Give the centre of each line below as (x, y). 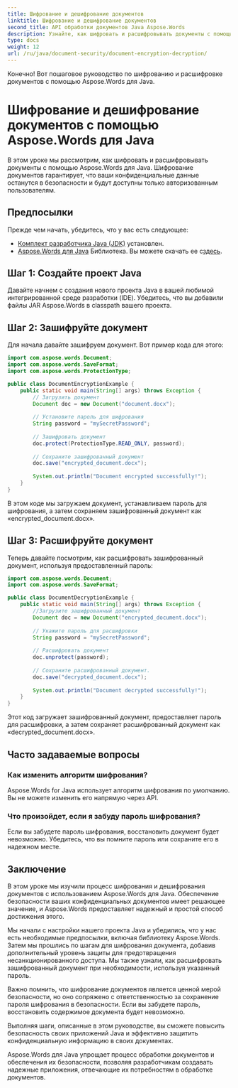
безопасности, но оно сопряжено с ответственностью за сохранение (113, 996)
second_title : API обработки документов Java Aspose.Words (96, 27)
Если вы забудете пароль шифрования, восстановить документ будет (113, 831)
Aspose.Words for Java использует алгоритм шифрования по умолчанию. (119, 790)
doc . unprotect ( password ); (71, 657)
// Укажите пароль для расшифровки (85, 631)
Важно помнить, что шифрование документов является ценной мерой (114, 989)
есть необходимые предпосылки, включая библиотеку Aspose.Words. (114, 937)
